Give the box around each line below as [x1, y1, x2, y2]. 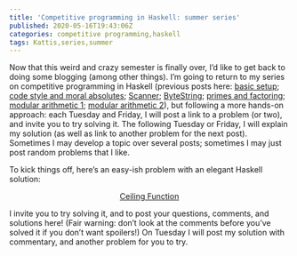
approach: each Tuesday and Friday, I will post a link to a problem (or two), [9, 109, 283, 120]
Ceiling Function [119, 191, 180, 202]
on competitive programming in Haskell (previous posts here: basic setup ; [9, 81, 280, 92]
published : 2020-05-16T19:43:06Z [9, 21, 133, 30]
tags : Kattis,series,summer [9, 37, 114, 47]
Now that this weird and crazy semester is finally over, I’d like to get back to [9, 62, 286, 73]
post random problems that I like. [9, 148, 131, 158]
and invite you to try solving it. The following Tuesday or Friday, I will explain [9, 119, 288, 130]
